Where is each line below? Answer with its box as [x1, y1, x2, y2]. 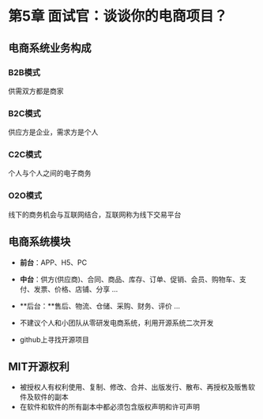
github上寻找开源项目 [19, 334, 89, 344]
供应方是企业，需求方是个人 [8, 127, 99, 137]
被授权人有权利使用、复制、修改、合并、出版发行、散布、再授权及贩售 [19, 383, 249, 392]
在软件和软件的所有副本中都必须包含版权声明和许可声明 [19, 402, 200, 412]
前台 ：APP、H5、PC [19, 258, 88, 267]
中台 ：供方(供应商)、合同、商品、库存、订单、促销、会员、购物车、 [19, 274, 240, 284]
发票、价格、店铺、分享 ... [33, 284, 118, 293]
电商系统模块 [8, 235, 71, 249]
